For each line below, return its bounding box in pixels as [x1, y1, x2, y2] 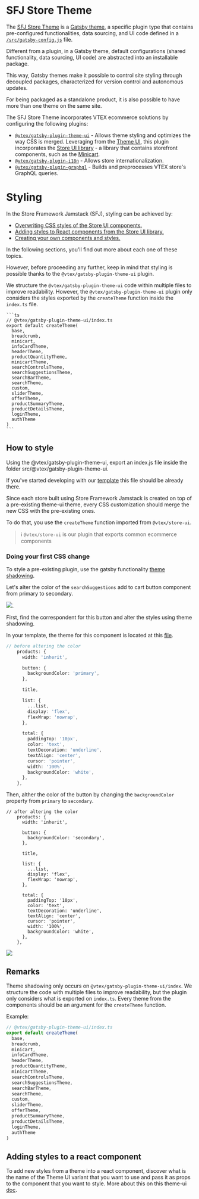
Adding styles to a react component [6, 1151, 141, 1161]
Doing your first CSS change [6, 552, 90, 560]
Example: [6, 1013, 29, 1020]
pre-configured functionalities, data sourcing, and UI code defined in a [6, 29, 179, 36]
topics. [6, 252, 23, 259]
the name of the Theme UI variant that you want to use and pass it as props [6, 1174, 191, 1181]
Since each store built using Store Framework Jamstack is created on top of [6, 494, 192, 502]
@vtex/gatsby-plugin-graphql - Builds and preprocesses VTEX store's [14, 163, 186, 170]
